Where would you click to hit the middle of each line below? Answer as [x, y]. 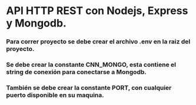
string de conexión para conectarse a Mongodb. [77, 72]
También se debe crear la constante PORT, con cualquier [89, 87]
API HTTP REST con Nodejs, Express [97, 11]
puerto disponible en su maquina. [55, 95]
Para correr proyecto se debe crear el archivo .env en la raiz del [98, 42]
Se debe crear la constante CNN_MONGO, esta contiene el [91, 65]
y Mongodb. [36, 23]
